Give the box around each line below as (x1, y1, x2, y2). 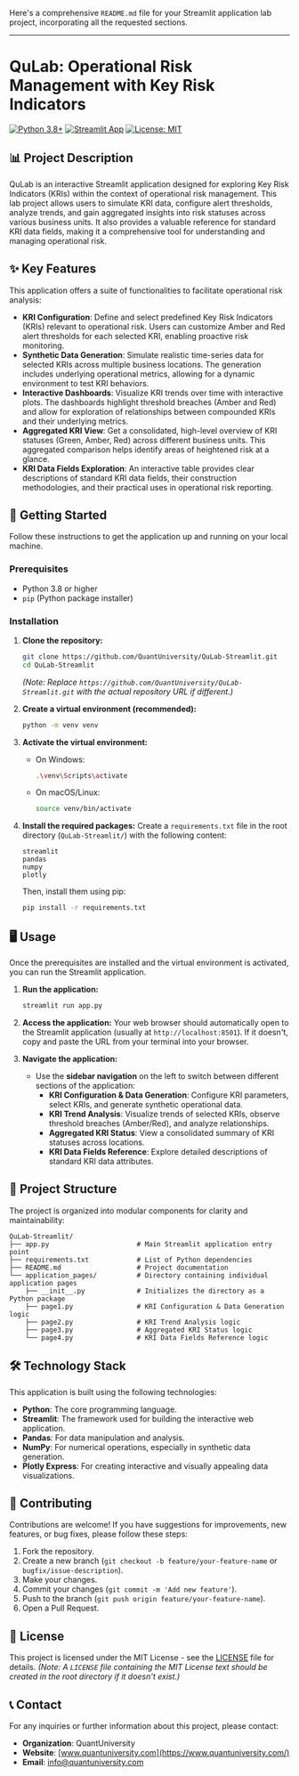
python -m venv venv (21, 720, 99, 729)
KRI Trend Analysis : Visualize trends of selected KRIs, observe (48, 1108, 280, 1119)
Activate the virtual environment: (21, 736, 149, 747)
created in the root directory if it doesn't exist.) (9, 1671, 181, 1682)
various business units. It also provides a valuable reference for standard (9, 216, 276, 227)
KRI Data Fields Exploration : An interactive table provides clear (21, 463, 255, 474)
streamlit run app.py (21, 1002, 102, 1010)
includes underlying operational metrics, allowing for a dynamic (21, 369, 255, 379)
